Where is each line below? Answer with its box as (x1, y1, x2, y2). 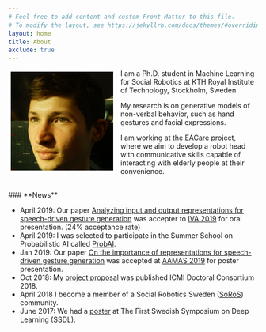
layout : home (8, 29, 51, 37)
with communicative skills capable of (120, 150, 241, 160)
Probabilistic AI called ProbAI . (19, 240, 116, 249)
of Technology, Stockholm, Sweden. (120, 85, 239, 95)
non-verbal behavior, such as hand (120, 109, 235, 119)
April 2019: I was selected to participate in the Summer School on (19, 231, 234, 240)
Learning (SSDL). (19, 315, 77, 324)
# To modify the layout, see (8, 21, 104, 29)
